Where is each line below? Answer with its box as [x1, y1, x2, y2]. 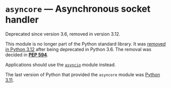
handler [5, 14, 39, 26]
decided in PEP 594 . [5, 52, 48, 58]
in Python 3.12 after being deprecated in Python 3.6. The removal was [5, 46, 152, 52]
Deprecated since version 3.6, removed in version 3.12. [5, 31, 121, 37]
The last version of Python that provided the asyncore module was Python [5, 71, 160, 77]
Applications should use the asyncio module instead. [5, 61, 116, 68]
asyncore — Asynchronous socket [5, 3, 151, 15]
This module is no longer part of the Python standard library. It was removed [5, 40, 166, 47]
